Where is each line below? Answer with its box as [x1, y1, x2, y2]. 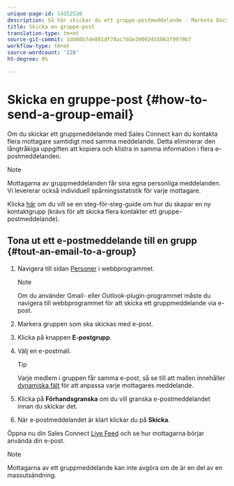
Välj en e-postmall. [17, 347, 72, 355]
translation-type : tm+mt [7, 29, 79, 37]
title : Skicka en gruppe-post [7, 23, 95, 30]
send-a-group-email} [7, 106, 134, 122]
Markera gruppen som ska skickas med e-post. [17, 319, 153, 328]
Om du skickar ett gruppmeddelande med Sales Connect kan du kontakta [7, 130, 218, 138]
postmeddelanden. [7, 151, 61, 160]
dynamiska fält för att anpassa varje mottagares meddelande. [17, 381, 194, 389]
